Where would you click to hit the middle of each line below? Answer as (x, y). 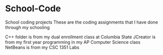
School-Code (33, 9)
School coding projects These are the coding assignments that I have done (82, 22)
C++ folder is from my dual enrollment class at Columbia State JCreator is (81, 37)
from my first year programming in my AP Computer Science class (73, 42)
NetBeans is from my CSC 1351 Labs (42, 47)
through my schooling (27, 27)
